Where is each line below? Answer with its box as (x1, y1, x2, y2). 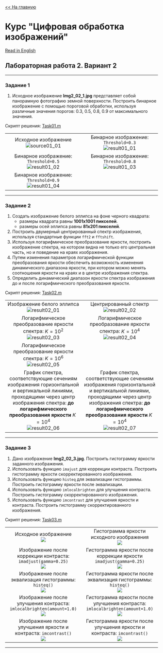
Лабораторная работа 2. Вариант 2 (5, 62, 117, 70)
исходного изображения (90, 533, 149, 540)
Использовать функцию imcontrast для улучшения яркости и (12, 497, 139, 503)
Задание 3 (5, 444, 31, 451)
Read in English (5, 47, 36, 53)
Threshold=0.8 (103, 159, 136, 164)
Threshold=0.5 (27, 159, 60, 164)
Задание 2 (5, 202, 31, 209)
